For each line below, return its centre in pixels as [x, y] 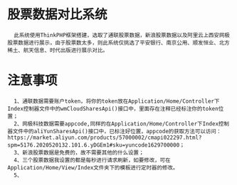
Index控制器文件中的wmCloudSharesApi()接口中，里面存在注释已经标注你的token [113, 108]
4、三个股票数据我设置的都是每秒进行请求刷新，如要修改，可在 [92, 160]
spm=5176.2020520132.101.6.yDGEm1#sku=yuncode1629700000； [96, 145]
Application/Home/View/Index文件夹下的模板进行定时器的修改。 [93, 167]
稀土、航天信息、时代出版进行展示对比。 [58, 50]
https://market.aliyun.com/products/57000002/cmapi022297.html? [105, 138]
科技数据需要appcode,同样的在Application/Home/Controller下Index [126, 124]
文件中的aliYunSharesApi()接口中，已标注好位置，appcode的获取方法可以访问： [117, 131]
